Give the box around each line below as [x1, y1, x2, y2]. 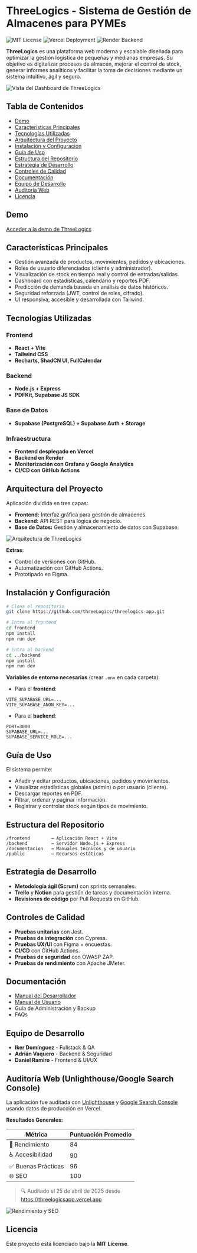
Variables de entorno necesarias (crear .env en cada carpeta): [6, 674, 160, 681]
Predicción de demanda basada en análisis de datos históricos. [14, 283, 169, 290]
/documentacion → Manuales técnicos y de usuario [6, 845, 136, 851]
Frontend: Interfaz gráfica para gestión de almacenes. [14, 511, 147, 518]
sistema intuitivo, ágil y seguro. [6, 73, 81, 80]
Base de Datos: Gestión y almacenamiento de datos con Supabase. [14, 524, 179, 531]
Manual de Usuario [14, 999, 61, 1006]
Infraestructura [6, 434, 51, 443]
